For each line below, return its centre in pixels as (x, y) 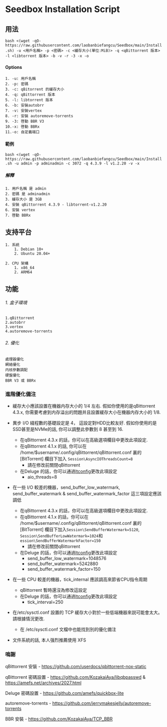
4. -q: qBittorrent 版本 (30, 95)
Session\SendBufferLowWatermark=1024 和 (61, 536)
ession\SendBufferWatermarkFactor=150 (60, 541)
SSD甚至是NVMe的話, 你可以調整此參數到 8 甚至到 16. (68, 429)
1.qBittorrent (20, 318)
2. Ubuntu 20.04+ (32, 254)
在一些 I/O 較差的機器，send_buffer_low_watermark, (66, 487)
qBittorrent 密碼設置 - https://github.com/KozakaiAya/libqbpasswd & (75, 677)
